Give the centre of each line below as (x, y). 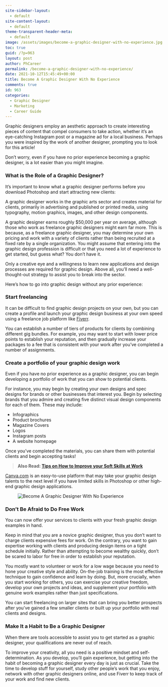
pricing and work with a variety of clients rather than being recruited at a (80, 238)
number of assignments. (30, 350)
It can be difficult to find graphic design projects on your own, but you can (82, 308)
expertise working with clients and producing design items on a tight (76, 546)
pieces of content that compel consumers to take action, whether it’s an (79, 132)
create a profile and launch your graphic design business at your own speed (84, 313)
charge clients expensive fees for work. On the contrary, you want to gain (81, 540)
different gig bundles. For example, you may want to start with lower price (81, 333)
